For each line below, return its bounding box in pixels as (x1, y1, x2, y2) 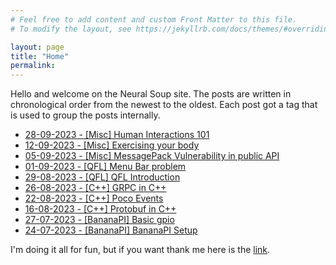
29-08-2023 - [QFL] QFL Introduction (24, 171, 181, 183)
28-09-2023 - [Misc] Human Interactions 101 (24, 129, 210, 141)
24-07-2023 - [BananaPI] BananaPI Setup (24, 224, 198, 236)
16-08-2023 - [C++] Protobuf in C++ (24, 203, 177, 215)
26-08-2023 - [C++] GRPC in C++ (24, 182, 167, 194)
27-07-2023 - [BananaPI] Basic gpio (24, 214, 175, 226)
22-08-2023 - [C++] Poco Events (24, 192, 164, 205)
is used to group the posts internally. (10, 109, 161, 121)
